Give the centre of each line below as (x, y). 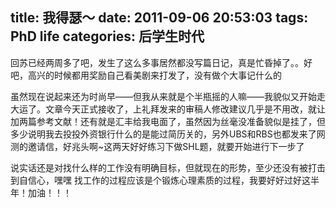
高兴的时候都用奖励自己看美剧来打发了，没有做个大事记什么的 (154, 75)
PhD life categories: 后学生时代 (107, 36)
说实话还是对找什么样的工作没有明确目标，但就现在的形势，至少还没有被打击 (168, 167)
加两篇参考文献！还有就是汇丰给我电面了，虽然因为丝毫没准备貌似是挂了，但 (168, 121)
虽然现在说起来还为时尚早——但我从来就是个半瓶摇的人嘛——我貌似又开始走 (168, 96)
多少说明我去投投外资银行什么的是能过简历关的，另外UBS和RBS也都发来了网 (168, 134)
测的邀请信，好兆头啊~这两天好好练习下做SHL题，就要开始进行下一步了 (157, 146)
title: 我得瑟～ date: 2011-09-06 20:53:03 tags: (159, 18)
